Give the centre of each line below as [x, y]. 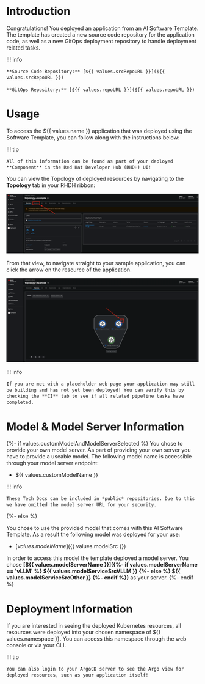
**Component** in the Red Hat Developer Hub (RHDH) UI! [79, 167]
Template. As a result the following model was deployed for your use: [93, 535]
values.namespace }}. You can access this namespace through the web [96, 639]
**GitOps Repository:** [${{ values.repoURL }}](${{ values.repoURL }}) [101, 90]
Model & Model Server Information [95, 427]
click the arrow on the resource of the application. [69, 270]
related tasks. [23, 48]
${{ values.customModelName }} [57, 475]
